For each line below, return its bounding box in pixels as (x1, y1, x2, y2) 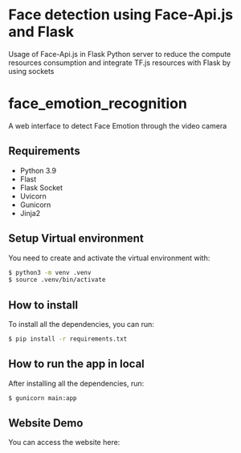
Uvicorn (19, 191, 47, 201)
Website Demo (8, 416, 84, 431)
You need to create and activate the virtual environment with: (8, 253, 210, 263)
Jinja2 (19, 208, 41, 218)
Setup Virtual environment (8, 231, 145, 246)
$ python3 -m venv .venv (8, 268, 92, 276)
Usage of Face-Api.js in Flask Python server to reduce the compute (8, 49, 231, 59)
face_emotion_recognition (8, 95, 187, 113)
